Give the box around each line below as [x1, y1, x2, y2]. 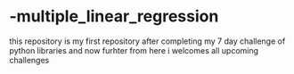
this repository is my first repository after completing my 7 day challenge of [9, 36, 286, 46]
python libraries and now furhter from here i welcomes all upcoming [9, 45, 259, 55]
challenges [9, 54, 50, 65]
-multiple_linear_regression [9, 6, 219, 27]
